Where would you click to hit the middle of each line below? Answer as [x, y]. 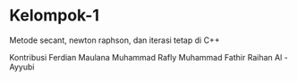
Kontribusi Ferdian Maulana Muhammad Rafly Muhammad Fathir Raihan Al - [148, 57]
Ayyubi [22, 67]
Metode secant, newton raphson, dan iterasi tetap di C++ [115, 40]
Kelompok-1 [55, 16]
